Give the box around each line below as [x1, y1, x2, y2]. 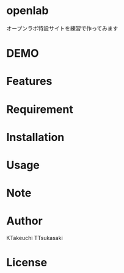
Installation [6, 130, 65, 144]
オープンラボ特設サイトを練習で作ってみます [6, 24, 119, 32]
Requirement [6, 102, 73, 116]
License [6, 256, 48, 269]
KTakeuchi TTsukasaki [6, 235, 63, 241]
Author [6, 214, 43, 228]
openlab [6, 4, 49, 18]
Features [6, 75, 53, 89]
